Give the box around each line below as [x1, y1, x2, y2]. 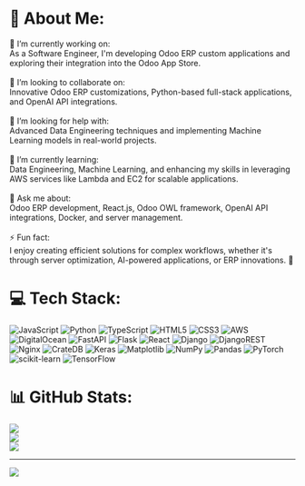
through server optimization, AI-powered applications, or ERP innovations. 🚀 [9, 254, 294, 265]
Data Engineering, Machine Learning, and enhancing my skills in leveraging [9, 164, 290, 174]
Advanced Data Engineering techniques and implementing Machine [9, 124, 261, 135]
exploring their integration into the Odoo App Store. [9, 57, 202, 68]
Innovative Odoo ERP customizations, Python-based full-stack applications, [9, 86, 292, 97]
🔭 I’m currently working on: [9, 38, 111, 49]
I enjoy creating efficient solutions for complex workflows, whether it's [9, 244, 272, 255]
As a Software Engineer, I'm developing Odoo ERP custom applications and [9, 47, 290, 58]
